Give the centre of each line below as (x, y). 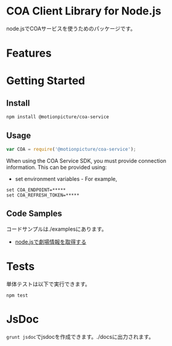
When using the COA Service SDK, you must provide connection (86, 160)
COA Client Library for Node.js (84, 11)
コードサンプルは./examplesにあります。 (57, 229)
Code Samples (34, 214)
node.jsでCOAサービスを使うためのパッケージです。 (71, 28)
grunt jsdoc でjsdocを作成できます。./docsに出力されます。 (80, 336)
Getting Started (46, 81)
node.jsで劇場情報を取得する (51, 242)
